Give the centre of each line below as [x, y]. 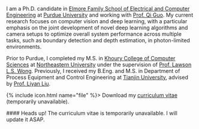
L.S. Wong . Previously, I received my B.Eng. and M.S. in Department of [93, 71]
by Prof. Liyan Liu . [28, 84]
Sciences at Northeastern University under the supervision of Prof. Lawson [99, 64]
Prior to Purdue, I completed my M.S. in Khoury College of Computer [91, 58]
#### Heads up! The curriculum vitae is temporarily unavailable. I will [92, 113]
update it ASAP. [25, 119]
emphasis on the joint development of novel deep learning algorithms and [97, 27]
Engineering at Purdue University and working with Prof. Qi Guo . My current [100, 15]
